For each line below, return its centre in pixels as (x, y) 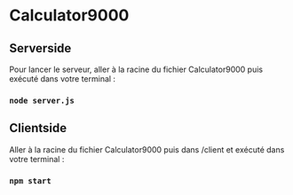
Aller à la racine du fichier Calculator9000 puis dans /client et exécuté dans (147, 149)
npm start (30, 181)
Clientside (38, 128)
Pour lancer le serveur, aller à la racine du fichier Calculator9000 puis (136, 69)
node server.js (42, 100)
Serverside (40, 48)
